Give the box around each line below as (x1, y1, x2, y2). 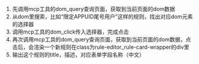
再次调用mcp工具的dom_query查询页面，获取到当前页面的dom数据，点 (12, 36, 191, 43)
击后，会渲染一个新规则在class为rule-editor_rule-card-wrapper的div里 (12, 43, 190, 51)
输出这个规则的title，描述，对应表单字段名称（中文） (12, 51, 145, 58)
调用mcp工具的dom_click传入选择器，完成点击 (12, 28, 129, 35)
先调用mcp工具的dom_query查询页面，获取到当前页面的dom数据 (12, 5, 175, 12)
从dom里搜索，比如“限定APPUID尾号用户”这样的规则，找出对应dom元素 (12, 13, 194, 20)
